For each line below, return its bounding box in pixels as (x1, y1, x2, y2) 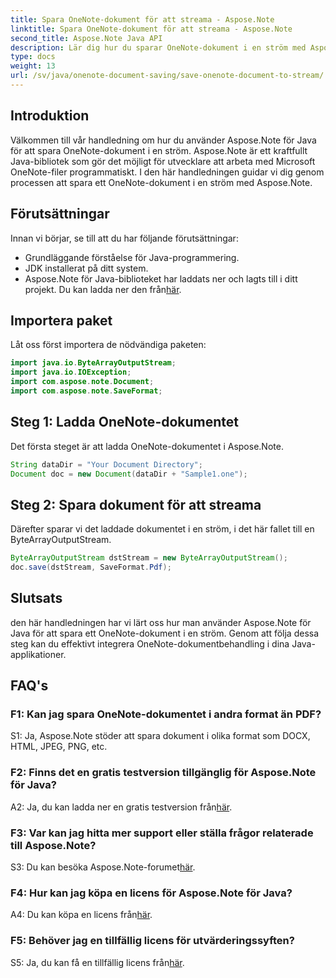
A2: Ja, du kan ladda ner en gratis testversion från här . (10, 801, 233, 813)
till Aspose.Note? (10, 838, 97, 852)
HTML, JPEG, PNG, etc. (10, 741, 108, 753)
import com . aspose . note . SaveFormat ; (10, 386, 163, 396)
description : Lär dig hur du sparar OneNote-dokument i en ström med (10, 42, 307, 53)
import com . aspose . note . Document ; (10, 377, 155, 387)
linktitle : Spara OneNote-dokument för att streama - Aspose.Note (10, 24, 293, 34)
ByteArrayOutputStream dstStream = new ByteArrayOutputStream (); (10, 553, 288, 563)
